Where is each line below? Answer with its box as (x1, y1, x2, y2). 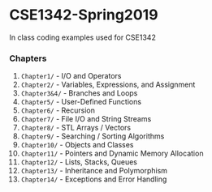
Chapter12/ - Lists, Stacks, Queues (20, 157, 137, 167)
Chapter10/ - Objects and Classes (20, 140, 134, 150)
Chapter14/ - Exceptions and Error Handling (20, 174, 167, 184)
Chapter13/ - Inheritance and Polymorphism (20, 166, 168, 176)
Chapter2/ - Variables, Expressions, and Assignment (20, 79, 196, 90)
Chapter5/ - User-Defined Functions (20, 97, 141, 107)
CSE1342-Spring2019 (9, 6, 158, 24)
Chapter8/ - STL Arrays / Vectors (20, 123, 132, 133)
